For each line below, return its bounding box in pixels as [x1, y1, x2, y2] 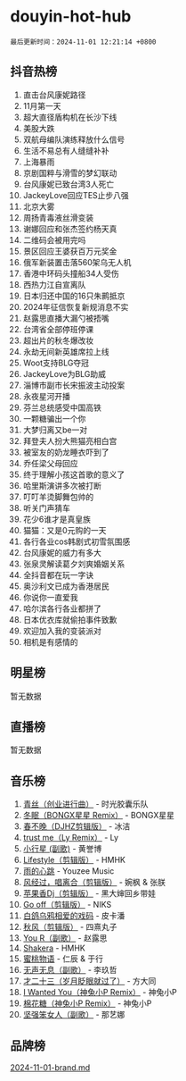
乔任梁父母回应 [22, 457, 78, 468]
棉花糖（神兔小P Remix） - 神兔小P [22, 998, 152, 1009]
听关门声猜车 [22, 502, 70, 513]
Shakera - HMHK [22, 943, 85, 953]
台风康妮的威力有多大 [22, 547, 101, 557]
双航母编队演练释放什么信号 [22, 134, 125, 145]
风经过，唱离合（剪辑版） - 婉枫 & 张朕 [22, 877, 166, 888]
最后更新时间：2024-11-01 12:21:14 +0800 [10, 38, 157, 46]
